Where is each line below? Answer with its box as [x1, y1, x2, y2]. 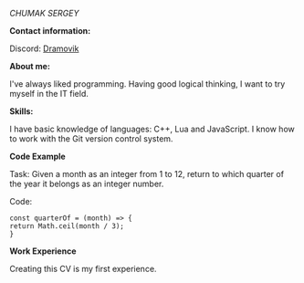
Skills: [9, 106, 34, 117]
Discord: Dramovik [9, 43, 79, 54]
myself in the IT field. [9, 89, 89, 99]
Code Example [9, 151, 66, 162]
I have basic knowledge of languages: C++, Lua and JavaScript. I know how [9, 123, 295, 134]
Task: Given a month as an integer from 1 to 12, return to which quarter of [9, 169, 285, 179]
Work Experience [9, 246, 77, 257]
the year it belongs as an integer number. [9, 178, 164, 189]
